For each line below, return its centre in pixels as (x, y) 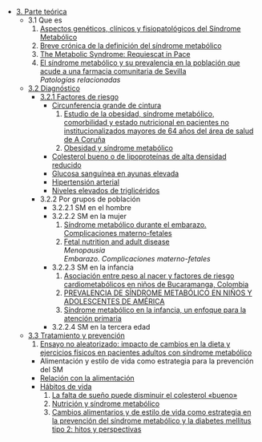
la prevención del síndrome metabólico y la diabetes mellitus (151, 421)
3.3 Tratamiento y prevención (77, 335)
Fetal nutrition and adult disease (117, 241)
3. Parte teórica (41, 12)
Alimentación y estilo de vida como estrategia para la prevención (147, 361)
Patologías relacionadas (80, 80)
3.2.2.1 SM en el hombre (92, 207)
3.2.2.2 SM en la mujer (89, 216)
